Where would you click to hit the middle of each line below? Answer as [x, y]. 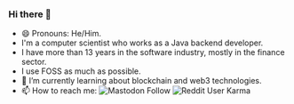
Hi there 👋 [30, 14]
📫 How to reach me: [59, 91]
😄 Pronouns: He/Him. [61, 34]
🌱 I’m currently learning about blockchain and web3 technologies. [141, 81]
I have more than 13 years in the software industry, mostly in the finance [153, 52]
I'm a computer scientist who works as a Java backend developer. [142, 43]
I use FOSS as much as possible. [81, 71]
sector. [34, 62]
